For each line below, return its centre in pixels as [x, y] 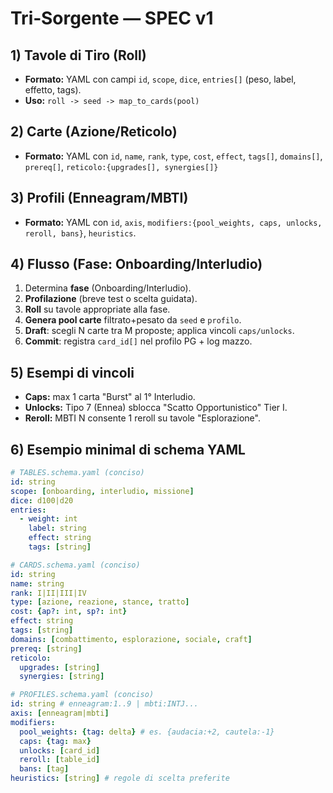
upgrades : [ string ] [60, 667]
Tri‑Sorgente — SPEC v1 [112, 18]
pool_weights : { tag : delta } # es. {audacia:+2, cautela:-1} [147, 732]
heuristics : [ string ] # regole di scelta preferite [120, 778]
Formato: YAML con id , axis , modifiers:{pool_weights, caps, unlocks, [173, 222]
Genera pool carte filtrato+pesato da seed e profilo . [133, 320]
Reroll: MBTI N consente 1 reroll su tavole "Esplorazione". [142, 418]
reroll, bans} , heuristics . [80, 233]
